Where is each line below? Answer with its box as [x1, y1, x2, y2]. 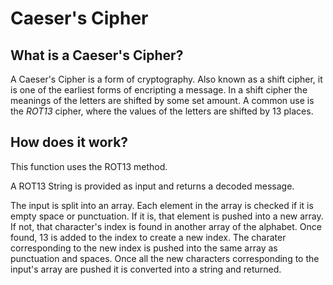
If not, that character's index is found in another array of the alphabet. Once [10, 220, 322, 232]
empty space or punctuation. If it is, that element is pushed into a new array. [10, 210, 324, 222]
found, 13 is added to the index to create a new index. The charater [10, 231, 287, 243]
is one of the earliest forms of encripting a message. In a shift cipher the [10, 84, 308, 96]
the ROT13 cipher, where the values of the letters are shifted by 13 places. [10, 105, 314, 117]
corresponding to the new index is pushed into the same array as [10, 242, 278, 254]
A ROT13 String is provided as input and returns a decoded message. [10, 180, 295, 192]
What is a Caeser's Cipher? [10, 47, 184, 64]
